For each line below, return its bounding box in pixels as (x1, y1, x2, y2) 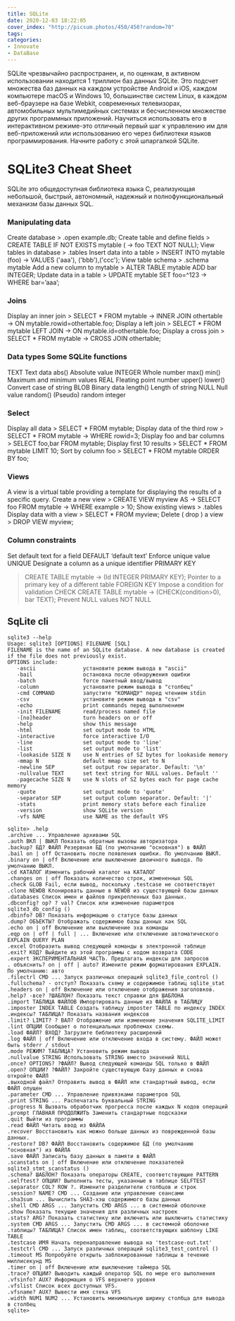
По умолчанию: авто (7, 967, 65, 975)
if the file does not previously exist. (7, 653, 128, 660)
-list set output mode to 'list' (16, 745, 162, 752)
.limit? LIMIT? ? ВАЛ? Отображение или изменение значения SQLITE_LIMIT (7, 1017, 225, 1024)
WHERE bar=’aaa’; (7, 278, 60, 286)
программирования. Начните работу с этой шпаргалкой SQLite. (7, 136, 200, 145)
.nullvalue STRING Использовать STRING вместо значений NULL (7, 1054, 191, 1061)
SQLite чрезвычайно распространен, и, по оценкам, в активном (7, 68, 201, 78)
